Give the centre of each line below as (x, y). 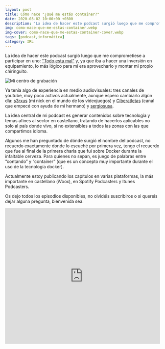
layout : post (18, 10)
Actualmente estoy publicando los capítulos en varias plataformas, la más (79, 176)
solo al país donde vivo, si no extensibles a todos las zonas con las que (77, 126)
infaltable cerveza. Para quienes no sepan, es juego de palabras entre (76, 156)
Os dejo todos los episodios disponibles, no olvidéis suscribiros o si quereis (81, 196)
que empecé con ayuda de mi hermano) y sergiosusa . (59, 106)
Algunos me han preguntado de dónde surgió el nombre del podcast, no (78, 140)
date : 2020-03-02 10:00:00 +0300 (39, 19)
